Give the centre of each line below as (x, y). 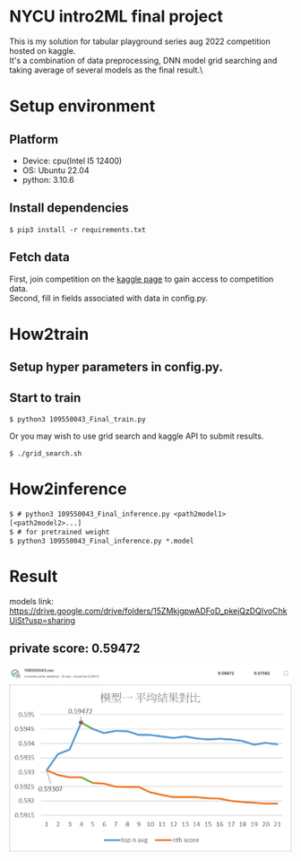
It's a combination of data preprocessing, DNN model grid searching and (143, 60)
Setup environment (82, 106)
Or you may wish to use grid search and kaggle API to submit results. (137, 436)
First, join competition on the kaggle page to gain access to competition (142, 279)
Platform (34, 139)
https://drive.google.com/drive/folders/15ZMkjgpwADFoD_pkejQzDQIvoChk (149, 611)
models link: (31, 601)
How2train (49, 334)
